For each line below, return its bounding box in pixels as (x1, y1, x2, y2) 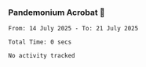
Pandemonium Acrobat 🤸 (8, 7, 106, 18)
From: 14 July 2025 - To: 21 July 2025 (8, 25, 139, 33)
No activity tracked (8, 52, 76, 60)
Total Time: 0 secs (8, 38, 72, 46)
